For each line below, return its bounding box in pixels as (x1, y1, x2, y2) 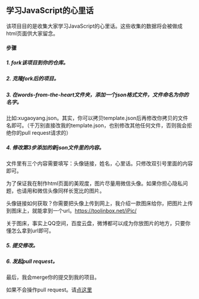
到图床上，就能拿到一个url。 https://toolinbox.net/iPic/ (6, 207, 137, 214)
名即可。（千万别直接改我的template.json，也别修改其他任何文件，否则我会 (6, 122, 187, 129)
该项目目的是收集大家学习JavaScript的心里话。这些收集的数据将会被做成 (6, 22, 183, 30)
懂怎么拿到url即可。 (6, 227, 54, 235)
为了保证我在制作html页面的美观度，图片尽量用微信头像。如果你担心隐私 (6, 180, 183, 187)
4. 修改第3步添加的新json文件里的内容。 (6, 144, 105, 151)
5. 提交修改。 (6, 242, 38, 249)
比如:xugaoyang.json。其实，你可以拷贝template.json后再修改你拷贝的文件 (6, 115, 188, 122)
